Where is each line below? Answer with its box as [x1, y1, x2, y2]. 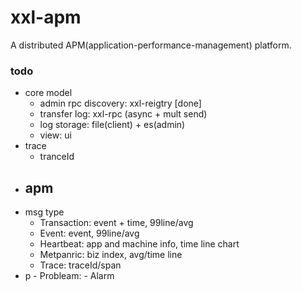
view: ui [39, 129, 72, 141]
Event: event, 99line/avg [39, 227, 140, 240]
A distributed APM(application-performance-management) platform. [10, 39, 292, 51]
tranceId [39, 151, 75, 163]
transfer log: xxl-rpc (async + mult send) [39, 108, 208, 120]
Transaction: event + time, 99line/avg [39, 217, 194, 229]
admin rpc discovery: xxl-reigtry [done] [39, 97, 202, 110]
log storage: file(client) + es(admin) [39, 119, 186, 131]
